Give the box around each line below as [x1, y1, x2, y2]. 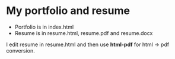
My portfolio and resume [6, 4, 131, 18]
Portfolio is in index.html [14, 23, 74, 30]
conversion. [6, 47, 35, 54]
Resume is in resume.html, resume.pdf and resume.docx [14, 29, 153, 36]
